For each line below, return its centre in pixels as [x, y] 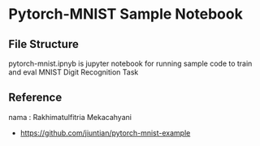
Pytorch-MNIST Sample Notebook [126, 14]
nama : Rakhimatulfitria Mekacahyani [70, 117]
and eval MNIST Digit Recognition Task [74, 72]
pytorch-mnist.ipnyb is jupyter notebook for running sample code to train [130, 63]
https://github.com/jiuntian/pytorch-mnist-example [105, 133]
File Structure [43, 44]
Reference [35, 98]
